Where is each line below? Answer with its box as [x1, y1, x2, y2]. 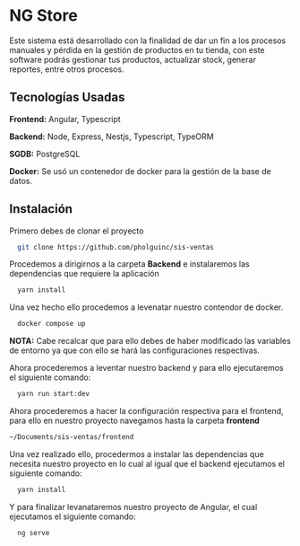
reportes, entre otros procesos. [9, 64, 124, 75]
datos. [9, 175, 33, 186]
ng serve [17, 528, 50, 537]
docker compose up [17, 320, 87, 329]
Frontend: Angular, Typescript [9, 113, 121, 124]
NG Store [9, 5, 78, 26]
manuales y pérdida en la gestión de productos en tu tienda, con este [9, 44, 266, 55]
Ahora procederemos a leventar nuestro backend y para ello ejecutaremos [9, 363, 284, 374]
